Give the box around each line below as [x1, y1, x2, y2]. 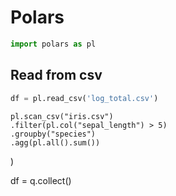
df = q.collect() [10, 174, 72, 186]
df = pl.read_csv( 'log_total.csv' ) [10, 93, 159, 103]
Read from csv [10, 67, 103, 84]
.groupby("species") [10, 129, 97, 139]
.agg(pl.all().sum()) [10, 137, 101, 148]
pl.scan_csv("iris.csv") [10, 111, 114, 121]
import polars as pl [10, 39, 97, 49]
